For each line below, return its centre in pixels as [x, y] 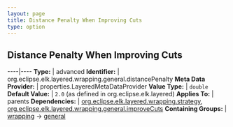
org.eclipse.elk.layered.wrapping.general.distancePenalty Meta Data [106, 79]
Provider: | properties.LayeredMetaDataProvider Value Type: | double [108, 87]
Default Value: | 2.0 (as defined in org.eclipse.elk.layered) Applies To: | [111, 94]
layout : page [26, 14]
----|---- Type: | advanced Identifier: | [64, 72]
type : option [26, 27]
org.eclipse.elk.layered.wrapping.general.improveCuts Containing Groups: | [117, 109]
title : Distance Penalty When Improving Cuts [75, 20]
